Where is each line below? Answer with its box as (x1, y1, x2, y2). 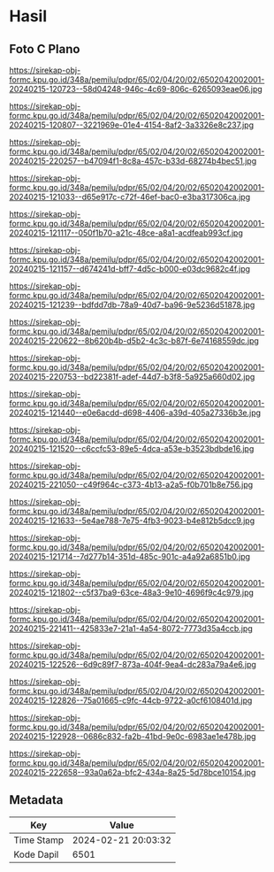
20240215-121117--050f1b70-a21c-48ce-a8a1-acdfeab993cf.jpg (9, 228, 243, 238)
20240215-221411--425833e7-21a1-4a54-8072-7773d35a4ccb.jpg (9, 623, 254, 634)
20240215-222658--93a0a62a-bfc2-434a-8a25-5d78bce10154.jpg (9, 768, 256, 777)
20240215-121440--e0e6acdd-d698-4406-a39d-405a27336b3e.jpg (9, 407, 262, 418)
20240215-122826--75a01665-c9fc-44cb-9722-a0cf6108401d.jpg (9, 695, 253, 706)
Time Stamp (13, 834, 65, 846)
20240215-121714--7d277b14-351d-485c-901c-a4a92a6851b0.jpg (9, 552, 250, 561)
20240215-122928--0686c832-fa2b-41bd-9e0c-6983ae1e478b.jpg (9, 731, 256, 741)
